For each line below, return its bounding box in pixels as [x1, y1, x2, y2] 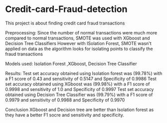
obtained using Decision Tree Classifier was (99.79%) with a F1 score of [5, 91, 153, 97]
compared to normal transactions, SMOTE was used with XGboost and [5, 35, 150, 41]
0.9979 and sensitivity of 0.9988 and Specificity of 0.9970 [5, 96, 125, 103]
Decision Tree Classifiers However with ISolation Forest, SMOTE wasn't [5, 40, 152, 46]
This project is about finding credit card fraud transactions [5, 20, 125, 26]
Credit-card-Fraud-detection [5, 3, 128, 15]
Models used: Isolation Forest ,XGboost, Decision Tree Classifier [5, 60, 137, 66]
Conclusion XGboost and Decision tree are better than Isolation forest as [5, 106, 154, 112]
